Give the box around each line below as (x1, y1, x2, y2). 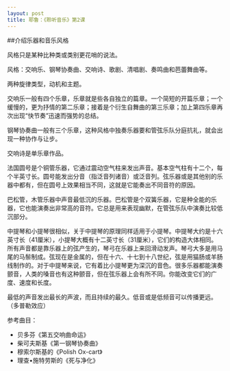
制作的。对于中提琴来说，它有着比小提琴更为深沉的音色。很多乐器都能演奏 (12, 261, 223, 269)
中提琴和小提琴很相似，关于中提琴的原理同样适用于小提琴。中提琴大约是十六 (7, 227, 223, 235)
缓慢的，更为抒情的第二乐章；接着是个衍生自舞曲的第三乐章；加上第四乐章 (7, 103, 217, 111)
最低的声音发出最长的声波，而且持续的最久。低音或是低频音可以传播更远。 (7, 292, 217, 301)
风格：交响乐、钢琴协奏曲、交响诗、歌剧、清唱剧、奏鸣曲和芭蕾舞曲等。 (7, 65, 211, 73)
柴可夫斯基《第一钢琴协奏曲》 (16, 339, 101, 347)
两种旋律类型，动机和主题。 (7, 79, 86, 88)
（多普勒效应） (7, 301, 49, 309)
